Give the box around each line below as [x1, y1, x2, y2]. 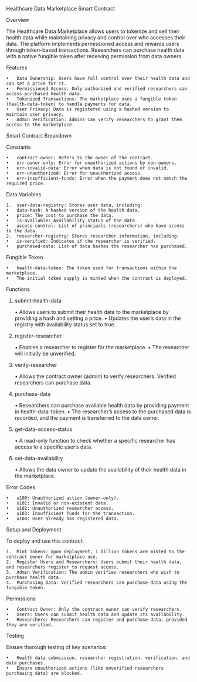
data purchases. [6, 660, 46, 666]
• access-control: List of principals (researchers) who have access [6, 223, 185, 229]
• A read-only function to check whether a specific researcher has [14, 437, 176, 444]
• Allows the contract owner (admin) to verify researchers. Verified [14, 373, 176, 380]
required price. [6, 180, 46, 186]
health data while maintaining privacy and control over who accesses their [6, 34, 186, 41]
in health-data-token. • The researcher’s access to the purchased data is [14, 408, 191, 415]
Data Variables [6, 191, 42, 198]
